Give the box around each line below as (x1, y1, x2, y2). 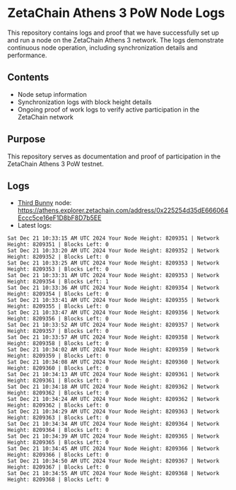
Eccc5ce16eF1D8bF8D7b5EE (17, 214, 102, 222)
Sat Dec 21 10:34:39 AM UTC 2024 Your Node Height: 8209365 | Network (7, 433, 220, 440)
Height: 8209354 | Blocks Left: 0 (7, 291, 110, 298)
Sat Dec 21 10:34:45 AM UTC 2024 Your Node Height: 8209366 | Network (7, 445, 220, 453)
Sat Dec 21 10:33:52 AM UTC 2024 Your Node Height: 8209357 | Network (7, 322, 220, 329)
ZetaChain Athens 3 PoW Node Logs (7, 5, 225, 21)
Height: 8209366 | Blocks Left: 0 (7, 451, 110, 459)
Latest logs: (17, 221, 52, 230)
